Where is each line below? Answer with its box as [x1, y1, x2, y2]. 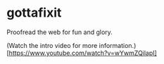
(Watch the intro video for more [6, 41, 98, 49]
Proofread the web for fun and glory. [6, 28, 113, 36]
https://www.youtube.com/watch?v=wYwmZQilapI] [8, 49, 158, 57]
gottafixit [6, 5, 62, 21]
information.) [99, 41, 137, 49]
